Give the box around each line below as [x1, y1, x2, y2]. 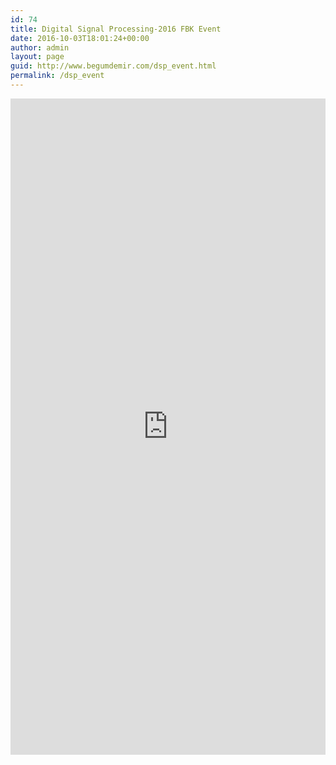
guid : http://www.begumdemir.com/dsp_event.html [10, 61, 217, 71]
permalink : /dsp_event [10, 71, 105, 81]
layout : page [10, 52, 65, 62]
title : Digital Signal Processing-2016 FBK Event [10, 24, 222, 34]
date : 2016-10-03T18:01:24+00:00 [10, 33, 150, 43]
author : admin [10, 42, 70, 53]
